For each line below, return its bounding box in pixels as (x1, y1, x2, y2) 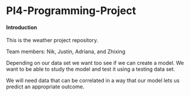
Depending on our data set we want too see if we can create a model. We (6, 60, 184, 67)
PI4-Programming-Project (6, 4, 136, 18)
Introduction (6, 23, 37, 30)
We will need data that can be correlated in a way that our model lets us (6, 77, 180, 84)
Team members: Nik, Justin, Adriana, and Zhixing (6, 48, 125, 55)
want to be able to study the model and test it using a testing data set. (6, 66, 175, 73)
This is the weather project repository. (6, 37, 98, 44)
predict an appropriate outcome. (6, 83, 85, 90)
